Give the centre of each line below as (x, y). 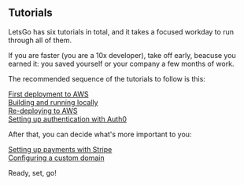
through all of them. (40, 40)
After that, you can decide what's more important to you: (100, 134)
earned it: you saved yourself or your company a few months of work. (121, 63)
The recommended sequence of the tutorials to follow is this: (107, 78)
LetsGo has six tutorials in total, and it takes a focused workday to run (121, 31)
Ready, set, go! (32, 172)
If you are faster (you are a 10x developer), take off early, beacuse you (122, 55)
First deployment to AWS (48, 94)
